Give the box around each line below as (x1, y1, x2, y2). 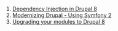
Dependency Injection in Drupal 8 (12, 5, 97, 12)
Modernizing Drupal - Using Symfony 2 (12, 12, 112, 19)
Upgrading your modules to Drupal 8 (12, 18, 106, 25)
